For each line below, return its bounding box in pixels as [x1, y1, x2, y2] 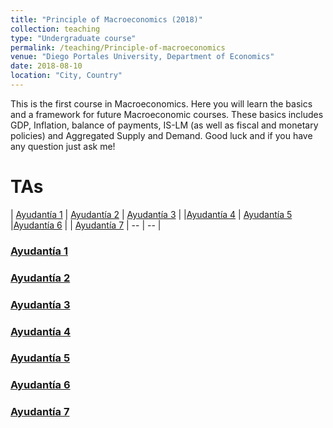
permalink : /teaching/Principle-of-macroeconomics [10, 42, 226, 53]
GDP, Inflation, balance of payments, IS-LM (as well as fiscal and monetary [10, 119, 319, 131]
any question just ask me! [10, 140, 116, 152]
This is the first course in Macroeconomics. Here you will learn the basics [10, 97, 313, 110]
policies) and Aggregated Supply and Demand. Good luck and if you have [10, 129, 313, 141]
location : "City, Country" [10, 71, 123, 81]
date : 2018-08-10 [10, 61, 83, 71]
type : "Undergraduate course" [10, 33, 137, 43]
